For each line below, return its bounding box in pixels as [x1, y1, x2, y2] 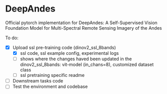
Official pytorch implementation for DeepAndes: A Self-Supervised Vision [5, 20, 158, 26]
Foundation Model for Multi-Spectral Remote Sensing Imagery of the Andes [5, 25, 162, 31]
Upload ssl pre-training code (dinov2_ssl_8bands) [12, 44, 116, 50]
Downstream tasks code [12, 78, 64, 84]
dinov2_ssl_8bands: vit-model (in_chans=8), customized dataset [20, 61, 154, 68]
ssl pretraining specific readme [20, 72, 85, 78]
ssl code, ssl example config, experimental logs [20, 50, 119, 56]
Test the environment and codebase [12, 83, 88, 89]
